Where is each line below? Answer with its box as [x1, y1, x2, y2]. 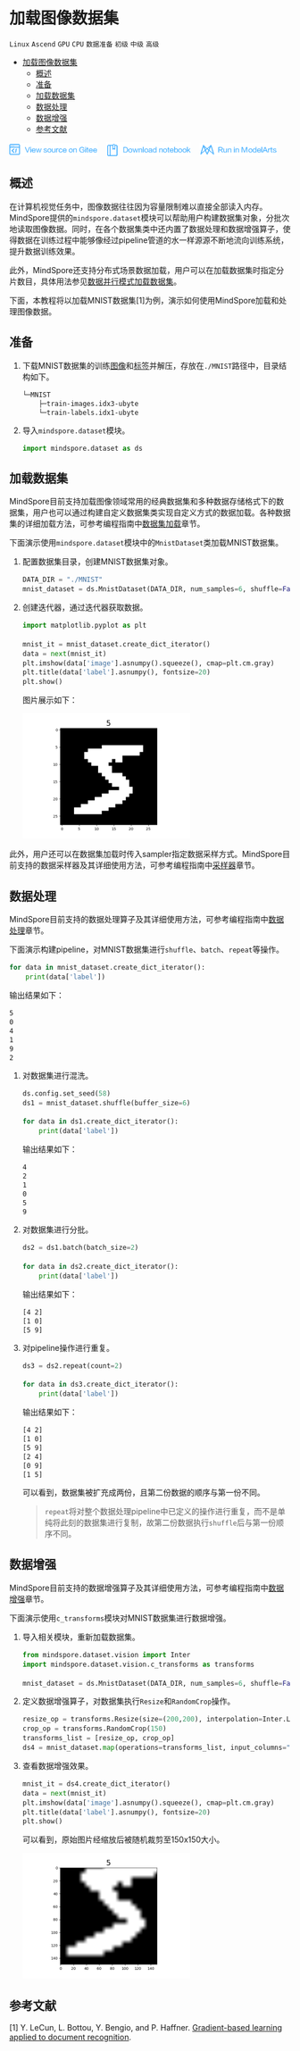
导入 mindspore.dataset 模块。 [21, 425, 130, 436]
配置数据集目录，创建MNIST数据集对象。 [21, 556, 173, 567]
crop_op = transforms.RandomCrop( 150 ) [21, 1724, 167, 1733]
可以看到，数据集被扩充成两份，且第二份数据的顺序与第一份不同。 [21, 1488, 265, 1498]
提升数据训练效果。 [9, 246, 80, 256]
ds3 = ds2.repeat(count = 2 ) [21, 1361, 123, 1371]
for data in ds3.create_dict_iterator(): [21, 1380, 179, 1389]
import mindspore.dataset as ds [21, 444, 143, 453]
